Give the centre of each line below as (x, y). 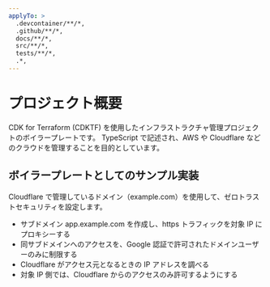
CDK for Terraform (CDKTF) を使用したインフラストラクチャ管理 (116, 127)
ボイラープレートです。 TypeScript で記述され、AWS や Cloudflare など (141, 137)
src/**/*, (32, 46)
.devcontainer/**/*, (50, 23)
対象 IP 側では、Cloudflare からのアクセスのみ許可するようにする (129, 274)
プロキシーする (45, 234)
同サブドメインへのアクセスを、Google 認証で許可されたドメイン (129, 244)
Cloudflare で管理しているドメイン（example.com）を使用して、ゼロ (124, 196)
